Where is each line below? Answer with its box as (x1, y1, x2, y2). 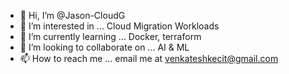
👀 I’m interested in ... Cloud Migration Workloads (19, 20, 220, 32)
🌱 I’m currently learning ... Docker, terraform (19, 31, 202, 42)
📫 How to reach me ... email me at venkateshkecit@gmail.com (19, 53, 279, 64)
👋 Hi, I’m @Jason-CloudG (19, 10, 126, 21)
